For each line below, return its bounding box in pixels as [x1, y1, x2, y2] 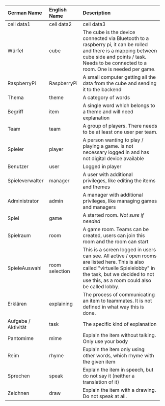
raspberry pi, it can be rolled [82, 41, 148, 48]
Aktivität [7, 324, 27, 331]
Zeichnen [7, 390, 29, 396]
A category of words [82, 94, 130, 101]
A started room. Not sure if [82, 212, 144, 218]
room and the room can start [82, 238, 149, 245]
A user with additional [82, 171, 133, 178]
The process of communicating [82, 291, 155, 298]
